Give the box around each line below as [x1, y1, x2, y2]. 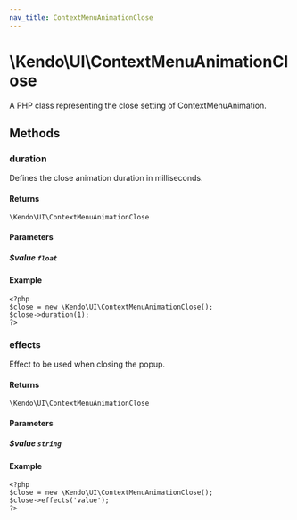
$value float [9, 252, 58, 263]
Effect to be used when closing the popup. [9, 359, 166, 369]
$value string [9, 438, 62, 449]
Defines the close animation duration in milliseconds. [9, 173, 203, 184]
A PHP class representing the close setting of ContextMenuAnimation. [9, 100, 268, 111]
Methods [9, 126, 61, 141]
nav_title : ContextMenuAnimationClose [9, 12, 153, 22]
